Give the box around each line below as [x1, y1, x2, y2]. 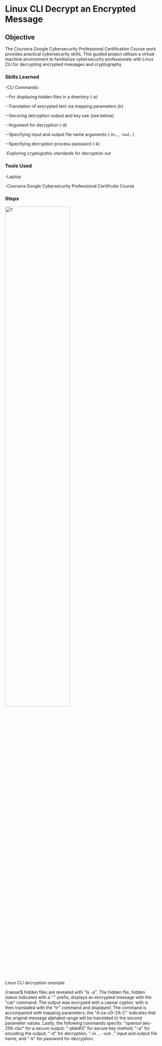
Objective [5, 33, 35, 41]
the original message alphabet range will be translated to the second [5, 1015, 142, 1021]
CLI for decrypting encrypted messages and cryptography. [5, 62, 123, 67]
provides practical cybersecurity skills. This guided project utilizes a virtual [5, 51, 154, 57]
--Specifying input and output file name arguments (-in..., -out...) [5, 132, 135, 137]
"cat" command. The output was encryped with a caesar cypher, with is [5, 999, 149, 1005]
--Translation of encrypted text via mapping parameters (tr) [5, 103, 124, 109]
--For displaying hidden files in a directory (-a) [5, 94, 98, 100]
